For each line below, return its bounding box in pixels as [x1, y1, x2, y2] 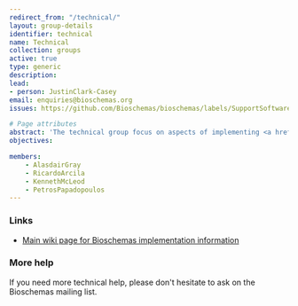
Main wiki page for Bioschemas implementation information [21, 234, 239, 245]
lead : [9, 79, 29, 88]
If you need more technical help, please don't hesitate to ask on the [9, 277, 255, 287]
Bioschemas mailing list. [9, 286, 98, 297]
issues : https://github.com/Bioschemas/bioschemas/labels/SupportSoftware [9, 104, 292, 113]
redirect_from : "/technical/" [9, 12, 122, 22]
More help [9, 256, 54, 269]
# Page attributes [9, 120, 77, 129]
